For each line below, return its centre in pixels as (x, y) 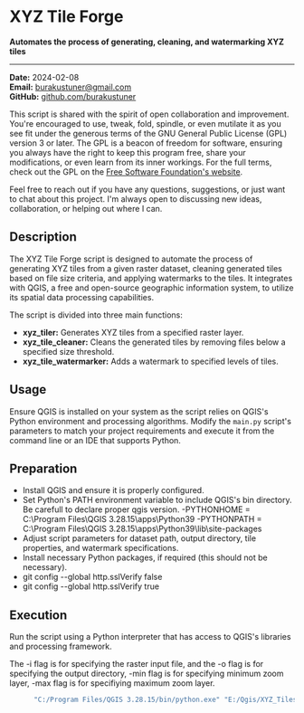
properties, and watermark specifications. (100, 548)
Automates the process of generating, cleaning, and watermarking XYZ (147, 42)
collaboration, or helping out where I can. (86, 208)
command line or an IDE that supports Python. (95, 440)
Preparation (43, 468)
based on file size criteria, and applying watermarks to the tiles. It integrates (151, 278)
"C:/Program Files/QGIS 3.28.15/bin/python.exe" (127, 700)
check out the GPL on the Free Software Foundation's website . (126, 171)
